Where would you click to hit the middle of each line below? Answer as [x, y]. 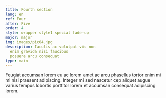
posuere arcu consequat [34, 56]
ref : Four [16, 19]
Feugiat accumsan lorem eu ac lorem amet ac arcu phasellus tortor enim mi [83, 75]
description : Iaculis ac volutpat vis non [50, 47]
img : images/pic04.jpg [29, 42]
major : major [19, 38]
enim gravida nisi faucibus [39, 51]
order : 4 [14, 28]
